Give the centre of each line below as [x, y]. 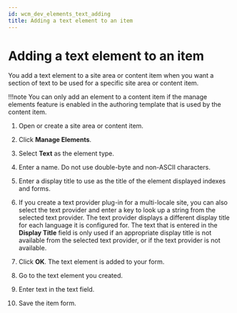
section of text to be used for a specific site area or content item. [104, 83]
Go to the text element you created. [71, 276]
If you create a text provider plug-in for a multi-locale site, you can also [123, 202]
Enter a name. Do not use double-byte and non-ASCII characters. [115, 168]
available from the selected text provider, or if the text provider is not [119, 240]
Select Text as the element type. [66, 153]
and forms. [34, 189]
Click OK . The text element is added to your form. [91, 262]
